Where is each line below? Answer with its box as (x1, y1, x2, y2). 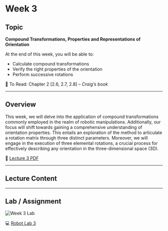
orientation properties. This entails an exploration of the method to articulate (5, 129, 162, 135)
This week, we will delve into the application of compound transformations (5, 113, 159, 119)
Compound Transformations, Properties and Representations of (5, 36, 141, 42)
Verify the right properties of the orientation (12, 66, 102, 72)
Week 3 (5, 3, 37, 14)
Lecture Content (5, 174, 57, 183)
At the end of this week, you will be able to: (5, 51, 94, 57)
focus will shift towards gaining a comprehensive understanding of (5, 124, 142, 130)
